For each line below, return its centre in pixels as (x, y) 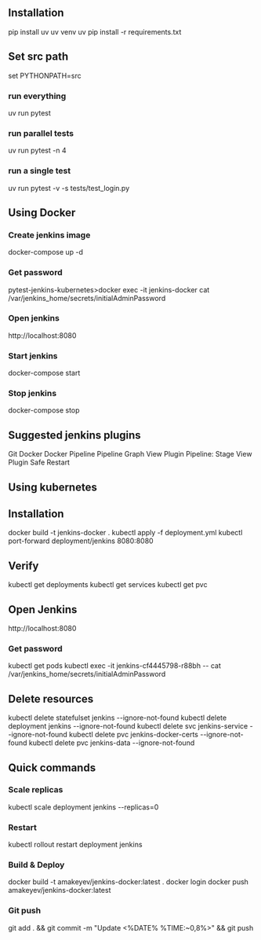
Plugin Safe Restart (39, 462)
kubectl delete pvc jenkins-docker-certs (134, 735)
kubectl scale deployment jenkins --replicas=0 (83, 807)
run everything (37, 96)
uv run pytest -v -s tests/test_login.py (69, 188)
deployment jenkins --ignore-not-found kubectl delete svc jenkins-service (128, 726)
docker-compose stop (44, 410)
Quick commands (52, 767)
